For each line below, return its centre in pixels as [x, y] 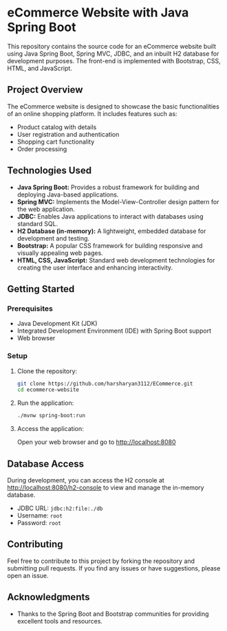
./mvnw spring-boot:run [51, 416]
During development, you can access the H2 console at [86, 480]
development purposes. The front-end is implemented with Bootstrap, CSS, [114, 60]
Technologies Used [49, 171]
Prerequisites [30, 309]
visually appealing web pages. [60, 253]
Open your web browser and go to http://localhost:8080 [97, 442]
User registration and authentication [68, 134]
